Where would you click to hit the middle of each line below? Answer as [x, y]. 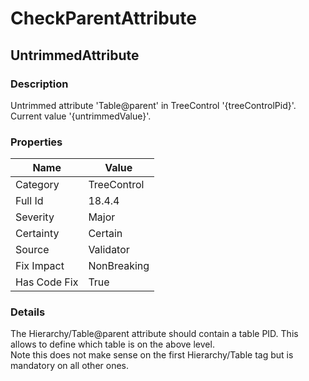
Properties [36, 142]
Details [28, 312]
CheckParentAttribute [103, 18]
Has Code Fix [47, 282]
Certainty [37, 234]
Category [37, 185]
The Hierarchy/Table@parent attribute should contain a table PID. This [154, 334]
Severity [35, 217]
